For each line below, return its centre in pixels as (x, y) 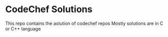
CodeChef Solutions (49, 9)
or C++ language (23, 28)
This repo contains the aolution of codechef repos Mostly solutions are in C (84, 23)
